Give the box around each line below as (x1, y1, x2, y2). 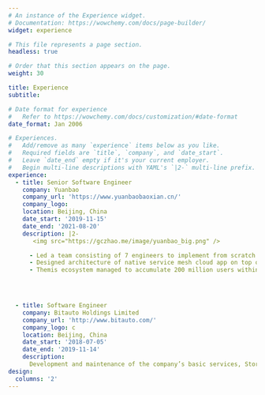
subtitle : (8, 91, 41, 99)
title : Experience (8, 84, 69, 92)
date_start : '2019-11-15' (22, 215, 108, 223)
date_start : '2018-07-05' (22, 338, 108, 346)
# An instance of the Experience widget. (8, 11, 147, 20)
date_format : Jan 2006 (8, 120, 83, 128)
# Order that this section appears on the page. (8, 62, 171, 70)
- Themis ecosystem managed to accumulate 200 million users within (28, 266, 259, 274)
